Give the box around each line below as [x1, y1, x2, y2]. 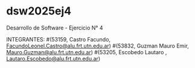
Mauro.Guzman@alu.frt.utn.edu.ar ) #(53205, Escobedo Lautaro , [6, 48, 167, 55]
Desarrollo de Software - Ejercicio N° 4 [6, 24, 103, 31]
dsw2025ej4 [6, 4, 71, 18]
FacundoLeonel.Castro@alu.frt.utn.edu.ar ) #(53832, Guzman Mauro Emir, [6, 42, 189, 49]
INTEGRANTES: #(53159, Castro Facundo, [6, 36, 110, 43]
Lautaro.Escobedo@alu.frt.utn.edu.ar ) [6, 55, 101, 62]
